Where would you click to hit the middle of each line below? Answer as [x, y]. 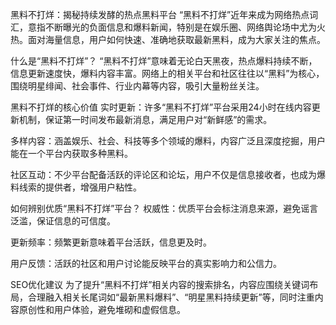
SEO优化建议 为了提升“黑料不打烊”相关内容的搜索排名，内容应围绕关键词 [160, 284]
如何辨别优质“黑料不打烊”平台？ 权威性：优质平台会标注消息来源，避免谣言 [164, 208]
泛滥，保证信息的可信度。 [63, 221]
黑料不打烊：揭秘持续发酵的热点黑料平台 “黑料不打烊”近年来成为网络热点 [160, 14]
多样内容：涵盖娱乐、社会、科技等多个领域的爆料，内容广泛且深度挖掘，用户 [168, 141]
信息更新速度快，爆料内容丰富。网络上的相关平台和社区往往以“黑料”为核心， [167, 73]
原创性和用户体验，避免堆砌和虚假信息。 [102, 309]
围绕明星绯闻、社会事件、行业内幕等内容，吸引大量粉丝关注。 [137, 86]
